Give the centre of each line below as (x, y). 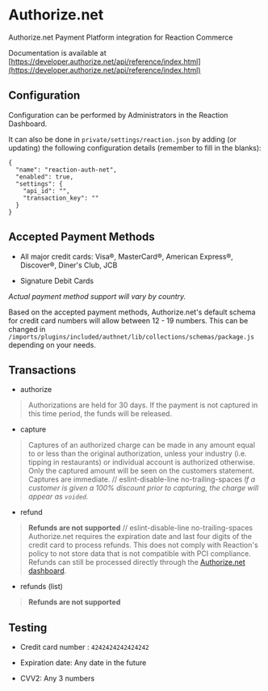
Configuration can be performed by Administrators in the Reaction (118, 115)
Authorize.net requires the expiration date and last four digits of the (140, 537)
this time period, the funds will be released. (100, 414)
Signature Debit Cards (57, 280)
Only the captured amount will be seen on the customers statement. (141, 471)
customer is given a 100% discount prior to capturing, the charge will (143, 488)
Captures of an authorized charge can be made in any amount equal (142, 445)
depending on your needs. (52, 344)
